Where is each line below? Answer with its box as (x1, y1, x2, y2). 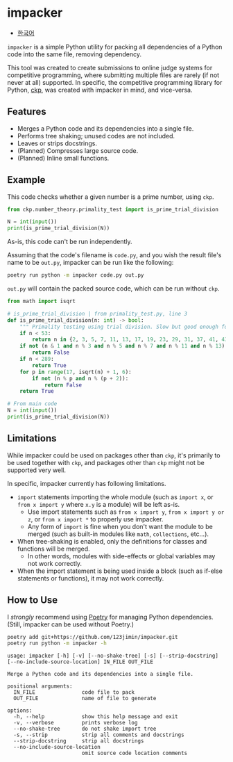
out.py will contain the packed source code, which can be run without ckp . (7, 284, 220, 293)
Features (7, 106, 46, 117)
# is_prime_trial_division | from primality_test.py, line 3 (7, 310, 188, 317)
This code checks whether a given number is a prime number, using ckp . (7, 193, 214, 201)
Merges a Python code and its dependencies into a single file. (17, 124, 194, 133)
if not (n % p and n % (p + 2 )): (32, 375, 129, 382)
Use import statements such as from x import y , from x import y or (27, 508, 225, 516)
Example (7, 174, 46, 186)
